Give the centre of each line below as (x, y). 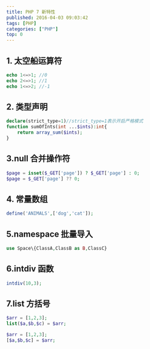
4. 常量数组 (27, 199)
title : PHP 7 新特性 (31, 12)
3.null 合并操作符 (38, 159)
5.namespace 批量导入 (49, 234)
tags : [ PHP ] (21, 23)
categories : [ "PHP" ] (32, 29)
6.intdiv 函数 (30, 269)
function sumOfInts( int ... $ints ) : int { (57, 127)
